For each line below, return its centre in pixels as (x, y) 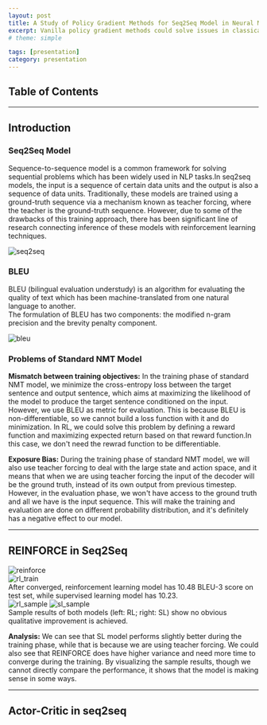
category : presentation (48, 60)
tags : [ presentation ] (44, 53)
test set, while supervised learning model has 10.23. (93, 595)
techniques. (27, 236)
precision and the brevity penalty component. (83, 322)
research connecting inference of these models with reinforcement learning (132, 227)
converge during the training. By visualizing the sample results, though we (130, 661)
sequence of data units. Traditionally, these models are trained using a (123, 193)
